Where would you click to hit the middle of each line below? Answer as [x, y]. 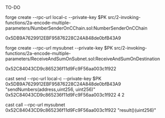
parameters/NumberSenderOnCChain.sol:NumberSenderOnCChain [76, 28]
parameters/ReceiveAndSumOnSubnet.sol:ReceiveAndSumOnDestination [83, 59]
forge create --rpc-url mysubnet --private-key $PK [59, 48]
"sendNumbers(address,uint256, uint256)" [50, 89]
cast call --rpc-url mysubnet [35, 105]
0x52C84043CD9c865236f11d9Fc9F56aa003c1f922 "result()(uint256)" [81, 110]
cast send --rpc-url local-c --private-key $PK [53, 78]
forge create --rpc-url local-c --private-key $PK [56, 17]
